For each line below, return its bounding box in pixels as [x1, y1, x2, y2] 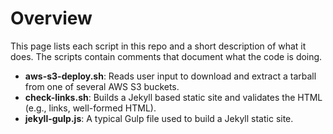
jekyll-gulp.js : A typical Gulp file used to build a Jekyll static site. [24, 112, 294, 124]
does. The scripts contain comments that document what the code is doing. [10, 50, 323, 62]
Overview [10, 7, 93, 30]
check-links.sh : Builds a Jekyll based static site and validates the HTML [24, 91, 323, 103]
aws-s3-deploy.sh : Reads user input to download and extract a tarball [24, 70, 317, 82]
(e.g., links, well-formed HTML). [24, 102, 157, 114]
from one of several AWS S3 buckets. [24, 80, 180, 92]
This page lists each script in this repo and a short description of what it [10, 40, 307, 52]
